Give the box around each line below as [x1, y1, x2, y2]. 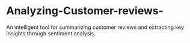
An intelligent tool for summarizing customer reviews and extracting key [6, 24, 185, 31]
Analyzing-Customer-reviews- [6, 4, 164, 18]
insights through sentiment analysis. [6, 29, 96, 37]
